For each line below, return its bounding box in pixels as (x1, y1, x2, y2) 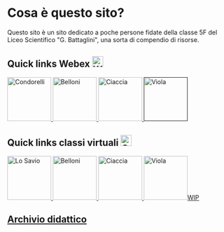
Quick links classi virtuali (7, 137, 119, 149)
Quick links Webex (7, 58, 90, 70)
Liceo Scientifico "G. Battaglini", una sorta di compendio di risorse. (7, 35, 199, 43)
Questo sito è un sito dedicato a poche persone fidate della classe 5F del (7, 28, 218, 36)
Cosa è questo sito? (7, 5, 125, 21)
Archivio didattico (7, 213, 87, 225)
